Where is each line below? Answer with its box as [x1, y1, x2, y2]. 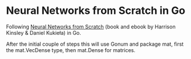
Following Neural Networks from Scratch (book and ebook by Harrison [6, 23, 176, 30]
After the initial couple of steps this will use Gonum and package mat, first [6, 40, 184, 47]
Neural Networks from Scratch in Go [6, 4, 186, 17]
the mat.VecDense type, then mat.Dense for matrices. [6, 46, 136, 53]
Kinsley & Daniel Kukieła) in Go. [6, 29, 82, 36]
